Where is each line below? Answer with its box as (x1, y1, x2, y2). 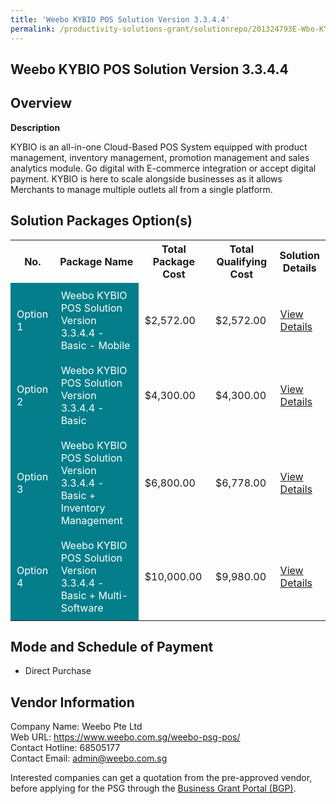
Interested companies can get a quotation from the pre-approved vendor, (10, 772, 313, 784)
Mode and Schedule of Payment (10, 638, 214, 655)
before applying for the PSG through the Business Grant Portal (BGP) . (10, 782, 297, 795)
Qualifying (216, 254, 268, 268)
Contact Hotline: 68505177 (10, 742, 121, 754)
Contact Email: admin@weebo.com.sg (10, 752, 168, 765)
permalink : (10, 24, 56, 34)
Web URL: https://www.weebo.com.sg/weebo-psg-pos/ (10, 731, 241, 743)
